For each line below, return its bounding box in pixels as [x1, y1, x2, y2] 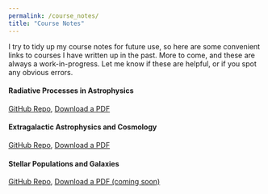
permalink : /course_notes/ [8, 11, 99, 20]
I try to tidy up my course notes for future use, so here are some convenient [8, 41, 261, 51]
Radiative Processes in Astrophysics [8, 86, 134, 95]
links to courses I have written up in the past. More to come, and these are [8, 50, 256, 60]
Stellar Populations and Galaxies [8, 158, 119, 168]
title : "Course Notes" [8, 19, 85, 27]
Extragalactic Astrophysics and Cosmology [8, 122, 157, 132]
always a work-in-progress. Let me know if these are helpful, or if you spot [8, 58, 257, 69]
